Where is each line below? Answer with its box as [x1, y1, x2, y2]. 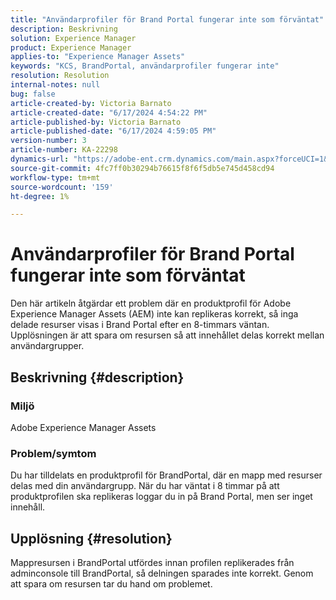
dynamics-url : [10, 154, 70, 164]
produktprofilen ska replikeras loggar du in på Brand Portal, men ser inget [10, 491, 313, 503]
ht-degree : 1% [10, 191, 70, 201]
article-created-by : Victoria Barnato [10, 98, 172, 108]
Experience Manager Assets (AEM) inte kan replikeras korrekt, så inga [10, 308, 299, 320]
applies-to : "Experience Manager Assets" [10, 52, 186, 62]
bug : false [10, 89, 56, 99]
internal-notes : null [10, 80, 101, 90]
